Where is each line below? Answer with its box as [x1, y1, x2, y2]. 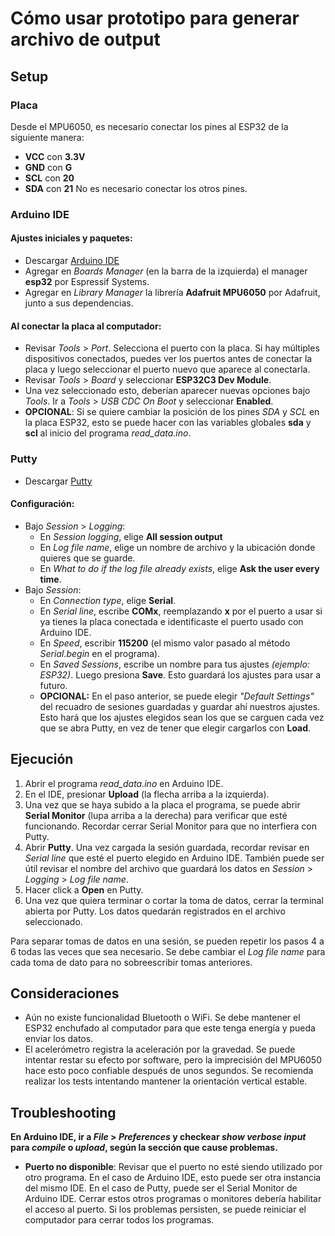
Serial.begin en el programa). [39, 647, 161, 659]
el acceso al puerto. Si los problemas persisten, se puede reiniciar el [24, 1203, 307, 1216]
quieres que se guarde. [39, 552, 136, 564]
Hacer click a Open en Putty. [24, 883, 144, 896]
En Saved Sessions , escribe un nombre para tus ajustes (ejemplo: [39, 658, 310, 670]
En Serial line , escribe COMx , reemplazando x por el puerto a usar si [39, 605, 323, 617]
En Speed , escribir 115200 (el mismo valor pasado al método [39, 637, 291, 649]
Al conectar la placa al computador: [10, 320, 162, 332]
